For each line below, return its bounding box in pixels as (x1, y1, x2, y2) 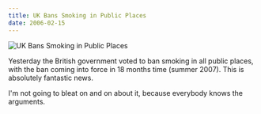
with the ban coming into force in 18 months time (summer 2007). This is (8, 64, 244, 74)
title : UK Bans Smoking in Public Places (8, 11, 147, 20)
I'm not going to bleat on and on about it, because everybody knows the (8, 88, 244, 97)
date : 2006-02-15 (8, 19, 66, 27)
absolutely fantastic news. (8, 73, 93, 82)
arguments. (8, 97, 46, 106)
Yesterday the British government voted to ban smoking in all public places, (8, 56, 254, 66)
